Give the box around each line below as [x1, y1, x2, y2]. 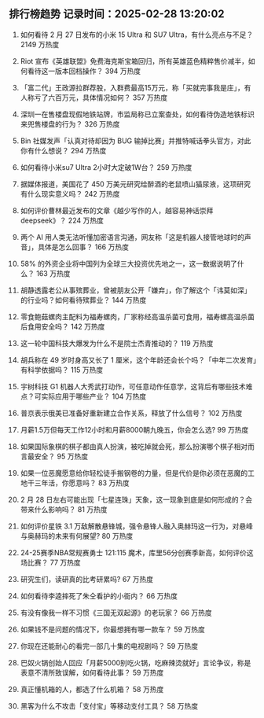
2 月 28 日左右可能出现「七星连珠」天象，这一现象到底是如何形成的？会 [20, 495, 253, 504]
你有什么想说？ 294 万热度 [20, 145, 107, 155]
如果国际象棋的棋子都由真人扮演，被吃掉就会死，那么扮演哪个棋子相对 [20, 441, 248, 451]
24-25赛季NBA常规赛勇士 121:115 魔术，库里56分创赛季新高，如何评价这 [20, 547, 254, 557]
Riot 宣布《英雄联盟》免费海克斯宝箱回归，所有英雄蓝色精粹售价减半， [20, 56, 249, 65]
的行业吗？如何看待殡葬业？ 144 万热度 [20, 295, 147, 304]
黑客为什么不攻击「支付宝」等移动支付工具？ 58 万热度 [20, 701, 199, 710]
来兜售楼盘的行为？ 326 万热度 [20, 119, 120, 128]
